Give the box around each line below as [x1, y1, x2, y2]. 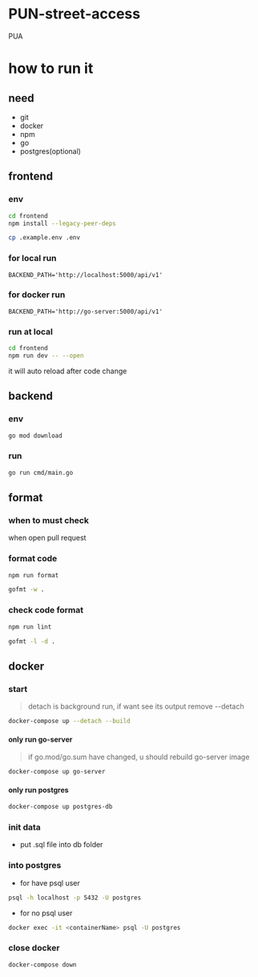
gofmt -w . [8, 585, 45, 593]
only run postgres [8, 785, 70, 794]
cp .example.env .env [8, 234, 81, 242]
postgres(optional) [19, 146, 82, 156]
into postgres [8, 860, 62, 871]
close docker [8, 943, 60, 954]
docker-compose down [8, 960, 78, 969]
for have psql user [19, 878, 80, 887]
